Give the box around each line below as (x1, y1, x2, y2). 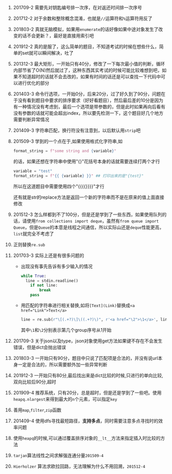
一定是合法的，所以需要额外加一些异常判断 (17, 361, 108, 368)
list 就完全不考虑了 (13, 230, 54, 236)
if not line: (30, 283, 58, 288)
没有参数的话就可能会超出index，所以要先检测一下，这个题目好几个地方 (13, 110, 164, 116)
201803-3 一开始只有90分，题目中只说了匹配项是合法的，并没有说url (13, 355, 158, 361)
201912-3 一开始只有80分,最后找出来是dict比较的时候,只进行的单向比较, (13, 372, 163, 378)
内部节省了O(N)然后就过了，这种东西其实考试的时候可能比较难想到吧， (13, 67, 162, 73)
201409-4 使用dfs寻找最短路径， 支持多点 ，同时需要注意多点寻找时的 (13, 418, 159, 424)
